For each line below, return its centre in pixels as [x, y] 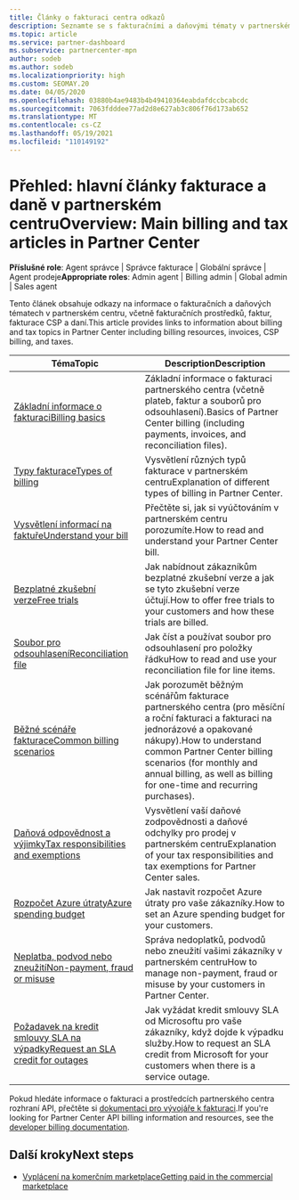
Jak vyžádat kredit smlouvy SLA [212, 1009]
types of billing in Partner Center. [214, 493]
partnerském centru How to [201, 961]
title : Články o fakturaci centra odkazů [87, 17]
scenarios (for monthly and [201, 763]
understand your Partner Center [211, 541]
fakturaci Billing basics [60, 417]
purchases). [170, 796]
